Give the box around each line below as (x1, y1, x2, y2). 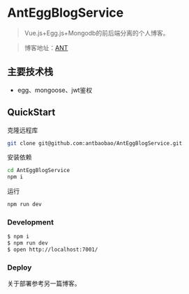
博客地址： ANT (24, 43, 68, 52)
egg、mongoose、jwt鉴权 (17, 86, 93, 94)
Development (7, 217, 54, 227)
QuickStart (7, 107, 56, 118)
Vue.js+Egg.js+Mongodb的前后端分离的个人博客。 (24, 29, 169, 37)
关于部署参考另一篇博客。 (7, 279, 81, 288)
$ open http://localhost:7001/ (7, 246, 98, 254)
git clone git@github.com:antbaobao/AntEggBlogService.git (7, 139, 183, 147)
